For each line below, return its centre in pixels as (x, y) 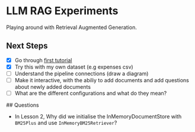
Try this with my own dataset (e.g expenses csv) (74, 67)
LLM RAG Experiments (62, 11)
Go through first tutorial (43, 60)
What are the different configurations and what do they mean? (91, 93)
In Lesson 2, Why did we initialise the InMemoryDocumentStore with (98, 117)
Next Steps (27, 46)
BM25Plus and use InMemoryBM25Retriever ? (66, 123)
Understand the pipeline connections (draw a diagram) (81, 73)
